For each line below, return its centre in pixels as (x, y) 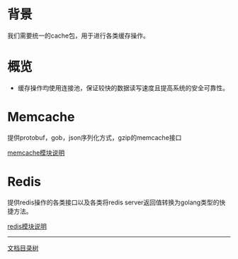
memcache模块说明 (36, 153)
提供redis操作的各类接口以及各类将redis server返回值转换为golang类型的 (113, 202)
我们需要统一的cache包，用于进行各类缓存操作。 (79, 35)
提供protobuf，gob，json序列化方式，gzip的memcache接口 (95, 137)
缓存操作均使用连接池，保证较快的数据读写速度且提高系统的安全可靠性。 (123, 88)
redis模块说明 (27, 226)
